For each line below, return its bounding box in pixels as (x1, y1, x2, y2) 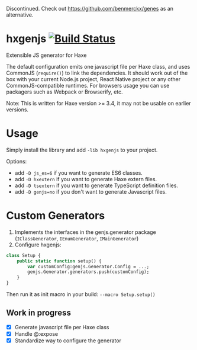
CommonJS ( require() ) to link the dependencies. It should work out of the (6, 69, 188, 76)
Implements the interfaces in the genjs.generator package (14, 228, 157, 236)
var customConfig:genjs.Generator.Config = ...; (27, 264, 150, 269)
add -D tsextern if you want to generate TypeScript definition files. (14, 182, 179, 189)
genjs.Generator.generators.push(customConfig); (27, 269, 150, 275)
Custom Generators (6, 209, 105, 223)
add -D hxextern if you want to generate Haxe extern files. (14, 175, 157, 182)
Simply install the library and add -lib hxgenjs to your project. (6, 146, 158, 153)
